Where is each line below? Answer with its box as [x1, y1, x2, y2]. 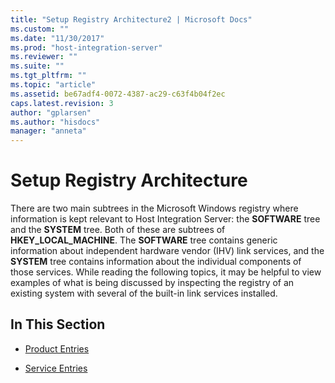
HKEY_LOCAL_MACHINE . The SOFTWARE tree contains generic [10, 234, 278, 246]
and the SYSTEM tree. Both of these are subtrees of [10, 224, 226, 236]
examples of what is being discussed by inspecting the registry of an [10, 277, 295, 289]
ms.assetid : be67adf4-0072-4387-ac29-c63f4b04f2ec [10, 89, 226, 99]
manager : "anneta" [10, 126, 87, 136]
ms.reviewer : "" [10, 52, 78, 62]
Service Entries [24, 362, 88, 374]
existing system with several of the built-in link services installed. [10, 287, 278, 300]
